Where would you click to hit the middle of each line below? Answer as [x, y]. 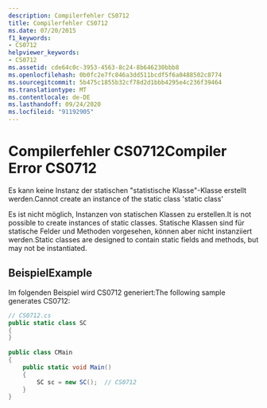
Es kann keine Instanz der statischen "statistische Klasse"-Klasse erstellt [128, 190]
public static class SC [48, 323]
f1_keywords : [30, 38]
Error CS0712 [52, 169]
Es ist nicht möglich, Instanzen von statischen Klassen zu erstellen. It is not [130, 214]
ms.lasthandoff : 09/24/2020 [55, 104]
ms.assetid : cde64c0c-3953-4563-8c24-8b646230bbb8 [94, 68]
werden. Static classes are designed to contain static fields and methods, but [133, 239]
